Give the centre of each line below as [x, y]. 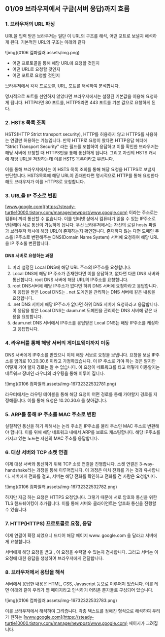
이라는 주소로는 [143, 212]
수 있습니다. [16, 510]
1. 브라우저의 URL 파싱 [30, 24]
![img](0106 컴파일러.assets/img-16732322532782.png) [61, 487]
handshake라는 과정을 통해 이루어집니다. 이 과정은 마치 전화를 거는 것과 [74, 470]
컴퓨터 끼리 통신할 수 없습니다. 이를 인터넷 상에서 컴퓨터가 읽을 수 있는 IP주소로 [81, 219]
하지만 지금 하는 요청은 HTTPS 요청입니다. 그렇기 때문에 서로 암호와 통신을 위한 [81, 497]
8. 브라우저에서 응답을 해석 [35, 572]
